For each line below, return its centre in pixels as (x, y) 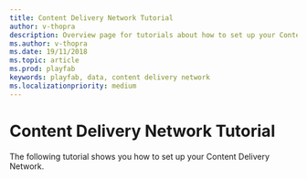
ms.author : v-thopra (49, 43)
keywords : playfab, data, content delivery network (110, 78)
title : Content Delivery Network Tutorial (91, 18)
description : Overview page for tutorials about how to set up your (143, 35)
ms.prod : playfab (42, 69)
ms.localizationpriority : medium (73, 86)
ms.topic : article (44, 60)
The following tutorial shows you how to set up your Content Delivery (139, 156)
